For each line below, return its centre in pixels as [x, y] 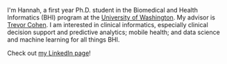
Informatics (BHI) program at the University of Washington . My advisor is [111, 17]
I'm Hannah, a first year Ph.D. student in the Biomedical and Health [102, 10]
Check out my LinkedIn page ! [49, 53]
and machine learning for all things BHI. [64, 40]
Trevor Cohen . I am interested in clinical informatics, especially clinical [108, 25]
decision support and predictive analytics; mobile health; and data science [113, 32]
